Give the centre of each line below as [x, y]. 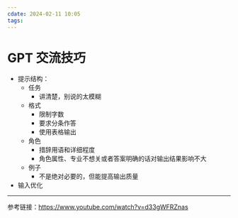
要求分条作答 [57, 123]
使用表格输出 [57, 132]
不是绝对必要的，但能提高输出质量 [89, 176]
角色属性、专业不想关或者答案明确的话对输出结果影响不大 [123, 159]
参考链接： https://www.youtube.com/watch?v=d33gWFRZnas [98, 207]
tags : [15, 21]
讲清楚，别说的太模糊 [70, 97]
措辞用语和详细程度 [67, 150]
